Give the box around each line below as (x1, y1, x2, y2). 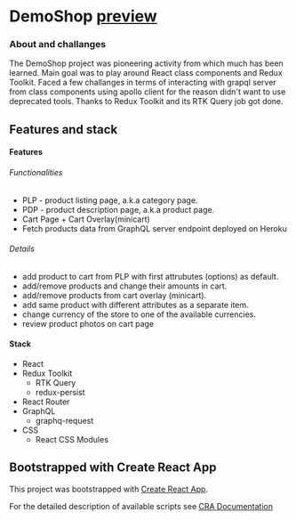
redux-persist (35, 387, 86, 398)
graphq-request (35, 416, 94, 427)
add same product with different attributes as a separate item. (21, 299, 249, 310)
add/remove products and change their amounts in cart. (21, 280, 228, 291)
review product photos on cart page (21, 318, 154, 329)
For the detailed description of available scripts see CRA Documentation (9, 500, 274, 511)
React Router (21, 396, 70, 407)
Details (9, 243, 36, 255)
